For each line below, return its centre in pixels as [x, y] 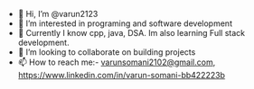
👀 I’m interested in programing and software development [125, 23]
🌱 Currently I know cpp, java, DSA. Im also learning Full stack [132, 33]
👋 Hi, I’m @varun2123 [58, 14]
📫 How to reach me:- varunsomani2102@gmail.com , [117, 62]
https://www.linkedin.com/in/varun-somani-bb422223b [122, 75]
